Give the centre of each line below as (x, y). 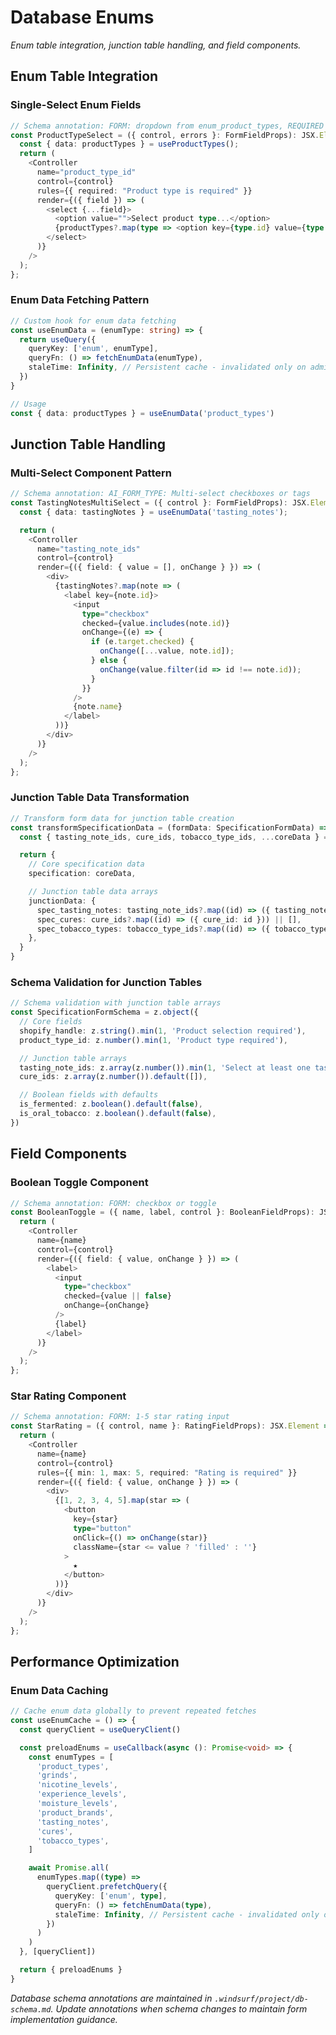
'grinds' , (57, 1776)
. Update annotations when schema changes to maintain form (179, 2008)
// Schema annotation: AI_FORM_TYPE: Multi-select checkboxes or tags (160, 494)
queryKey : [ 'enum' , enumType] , (93, 349)
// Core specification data (86, 864)
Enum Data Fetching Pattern (80, 300)
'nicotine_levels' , (77, 1785)
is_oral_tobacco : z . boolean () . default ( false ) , (118, 1114)
